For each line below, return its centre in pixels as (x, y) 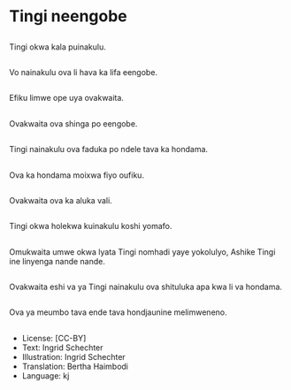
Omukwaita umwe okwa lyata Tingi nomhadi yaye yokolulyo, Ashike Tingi (142, 252)
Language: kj (46, 375)
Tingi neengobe (69, 16)
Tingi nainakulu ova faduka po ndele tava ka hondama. (109, 149)
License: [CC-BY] (54, 338)
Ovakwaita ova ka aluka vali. (61, 200)
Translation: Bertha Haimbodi (75, 366)
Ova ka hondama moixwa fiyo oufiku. (77, 175)
